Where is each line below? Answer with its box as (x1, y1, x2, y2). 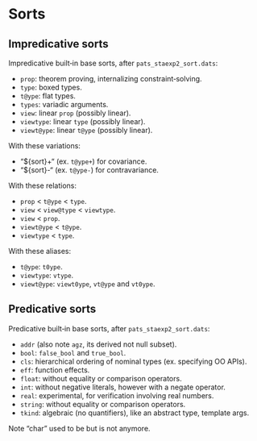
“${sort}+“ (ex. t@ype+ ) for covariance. (19, 156, 147, 166)
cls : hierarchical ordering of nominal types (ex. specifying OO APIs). (19, 356, 247, 366)
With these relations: (8, 181, 77, 190)
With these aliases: (8, 247, 71, 256)
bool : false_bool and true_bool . (19, 347, 126, 357)
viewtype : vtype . (19, 271, 74, 280)
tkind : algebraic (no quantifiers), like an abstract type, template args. (19, 408, 250, 418)
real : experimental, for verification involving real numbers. (19, 390, 214, 400)
